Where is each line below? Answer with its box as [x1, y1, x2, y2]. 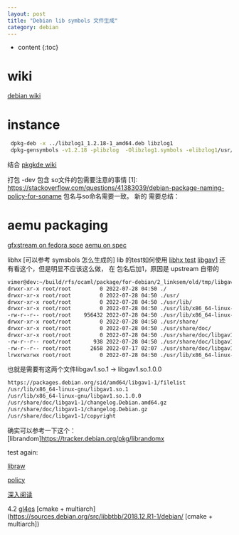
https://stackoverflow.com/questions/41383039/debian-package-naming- [7, 184, 225, 192]
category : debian [7, 23, 59, 31]
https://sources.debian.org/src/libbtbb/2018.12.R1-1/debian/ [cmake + [9, 512, 213, 520]
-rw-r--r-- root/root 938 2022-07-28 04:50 [7, 338, 158, 345]
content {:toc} [17, 43, 59, 52]
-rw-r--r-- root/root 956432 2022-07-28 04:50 [7, 312, 158, 319]
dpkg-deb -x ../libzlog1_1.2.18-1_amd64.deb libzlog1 [10, 140, 174, 147]
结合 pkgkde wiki [7, 161, 57, 169]
